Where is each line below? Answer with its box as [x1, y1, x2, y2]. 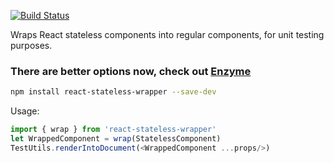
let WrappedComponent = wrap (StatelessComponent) [10, 134, 222, 144]
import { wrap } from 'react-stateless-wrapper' [10, 125, 217, 135]
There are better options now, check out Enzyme [10, 64, 252, 78]
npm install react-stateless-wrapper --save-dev [10, 87, 217, 97]
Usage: [10, 105, 40, 117]
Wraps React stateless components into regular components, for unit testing [10, 29, 325, 40]
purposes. [10, 40, 53, 51]
